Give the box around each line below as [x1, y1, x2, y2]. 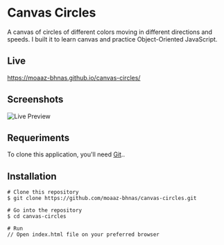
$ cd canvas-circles [7, 213, 67, 220]
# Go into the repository [7, 207, 82, 214]
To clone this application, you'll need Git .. [7, 150, 126, 158]
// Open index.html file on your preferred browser [7, 231, 160, 238]
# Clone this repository [7, 189, 79, 196]
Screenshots [7, 93, 64, 105]
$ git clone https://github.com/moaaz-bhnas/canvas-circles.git [7, 195, 197, 202]
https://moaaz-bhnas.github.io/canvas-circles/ [7, 73, 141, 82]
